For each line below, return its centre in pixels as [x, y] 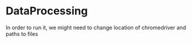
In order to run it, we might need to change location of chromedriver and [96, 27]
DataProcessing [47, 11]
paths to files [22, 33]
